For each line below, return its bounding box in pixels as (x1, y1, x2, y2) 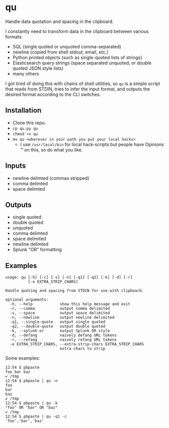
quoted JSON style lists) (12, 65, 64, 71)
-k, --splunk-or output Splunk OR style (10, 328, 110, 334)
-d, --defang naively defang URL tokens (10, 333, 117, 338)
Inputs (5, 162, 26, 170)
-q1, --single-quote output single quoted (10, 319, 106, 325)
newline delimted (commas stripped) (12, 175, 90, 181)
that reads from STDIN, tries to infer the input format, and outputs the (5, 86, 150, 92)
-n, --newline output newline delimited (10, 315, 115, 320)
